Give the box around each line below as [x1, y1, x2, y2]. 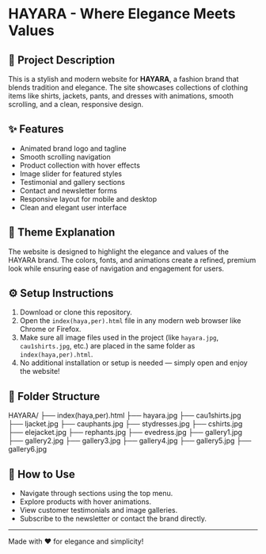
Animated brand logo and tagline [19, 144, 127, 153]
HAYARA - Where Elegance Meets [8, 5, 236, 23]
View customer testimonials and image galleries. [19, 506, 178, 515]
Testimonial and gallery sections [19, 177, 125, 187]
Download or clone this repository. [19, 307, 132, 317]
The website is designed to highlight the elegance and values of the [8, 247, 230, 256]
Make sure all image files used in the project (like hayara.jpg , [19, 333, 219, 342]
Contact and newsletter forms [19, 186, 117, 195]
